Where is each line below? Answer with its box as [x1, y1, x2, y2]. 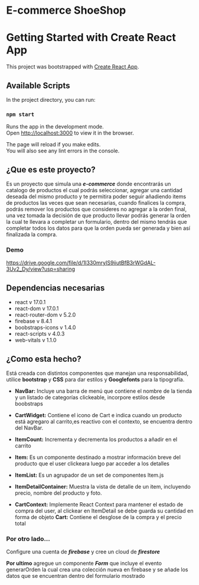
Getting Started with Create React [6, 31, 176, 45]
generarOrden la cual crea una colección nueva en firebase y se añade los [6, 566, 188, 573]
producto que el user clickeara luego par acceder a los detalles [14, 459, 170, 467]
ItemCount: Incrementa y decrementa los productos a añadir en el [14, 436, 178, 443]
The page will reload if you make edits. [6, 141, 101, 148]
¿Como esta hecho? [6, 353, 82, 364]
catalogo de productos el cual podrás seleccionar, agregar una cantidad [6, 187, 183, 194]
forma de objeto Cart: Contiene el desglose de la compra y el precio [14, 513, 182, 521]
